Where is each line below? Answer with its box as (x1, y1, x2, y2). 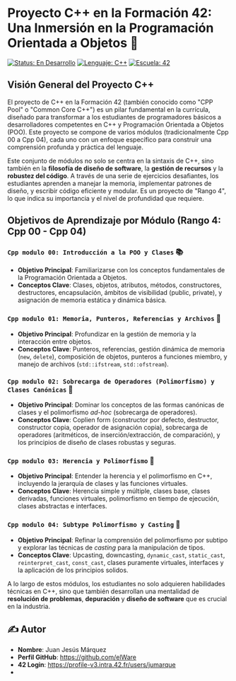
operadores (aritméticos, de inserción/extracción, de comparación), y (17, 431, 220, 439)
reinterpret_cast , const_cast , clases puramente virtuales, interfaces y (17, 558, 224, 566)
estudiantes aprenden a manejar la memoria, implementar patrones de (7, 179, 212, 187)
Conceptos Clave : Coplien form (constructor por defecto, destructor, (17, 416, 219, 424)
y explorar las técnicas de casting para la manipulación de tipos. (17, 543, 206, 552)
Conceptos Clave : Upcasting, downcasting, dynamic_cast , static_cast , (17, 550, 225, 559)
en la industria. (7, 602, 51, 610)
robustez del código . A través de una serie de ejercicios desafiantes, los (7, 171, 219, 180)
